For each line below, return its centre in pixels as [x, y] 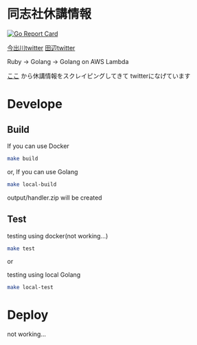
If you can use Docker [38, 146]
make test [21, 249]
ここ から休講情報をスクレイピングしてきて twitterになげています [99, 76]
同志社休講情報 [49, 14]
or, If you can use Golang [43, 171]
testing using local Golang [44, 275]
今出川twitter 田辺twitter [41, 48]
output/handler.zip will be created [55, 198]
